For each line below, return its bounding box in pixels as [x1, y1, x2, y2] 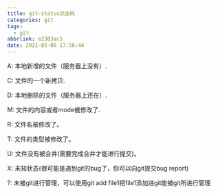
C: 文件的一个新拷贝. [7, 76, 65, 85]
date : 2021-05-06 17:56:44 [7, 42, 85, 49]
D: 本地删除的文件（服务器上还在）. [7, 91, 108, 99]
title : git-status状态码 [7, 10, 76, 17]
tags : [7, 23, 23, 30]
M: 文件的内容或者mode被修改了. [7, 106, 101, 114]
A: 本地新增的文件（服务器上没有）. [7, 62, 107, 69]
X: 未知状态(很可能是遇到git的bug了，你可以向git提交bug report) [7, 164, 189, 172]
